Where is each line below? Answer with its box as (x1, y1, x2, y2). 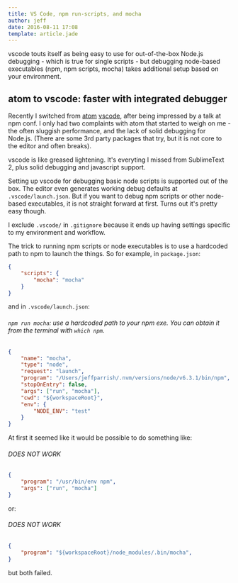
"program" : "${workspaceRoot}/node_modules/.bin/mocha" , (21, 549, 193, 556)
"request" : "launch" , (21, 368, 84, 375)
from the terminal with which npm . (8, 326, 105, 335)
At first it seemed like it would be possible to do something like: (8, 433, 193, 442)
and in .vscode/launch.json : (8, 302, 91, 311)
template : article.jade (8, 30, 79, 38)
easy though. (8, 207, 47, 216)
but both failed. (8, 568, 52, 577)
